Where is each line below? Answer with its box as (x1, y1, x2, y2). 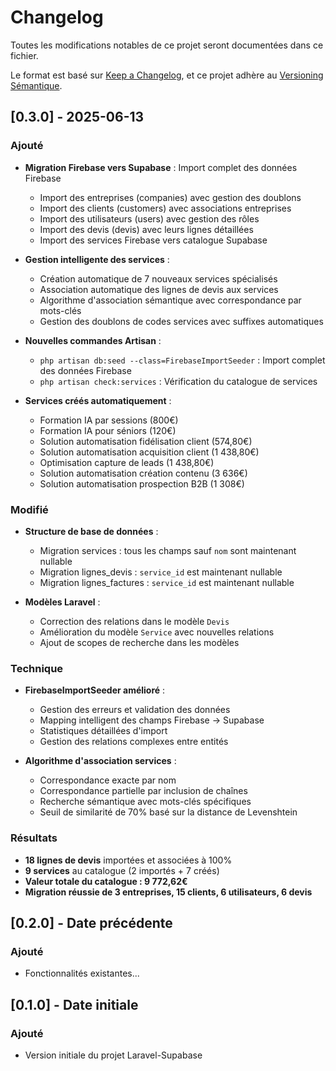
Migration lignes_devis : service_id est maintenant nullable (39, 566, 283, 578)
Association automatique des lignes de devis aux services (39, 283, 279, 295)
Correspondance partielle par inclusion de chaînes (39, 785, 248, 797)
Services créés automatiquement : (24, 394, 172, 406)
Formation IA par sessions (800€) (39, 414, 179, 426)
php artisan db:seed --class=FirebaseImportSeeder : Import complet (39, 354, 326, 366)
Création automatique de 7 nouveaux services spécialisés (39, 272, 278, 285)
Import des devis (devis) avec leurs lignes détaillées (39, 223, 254, 235)
